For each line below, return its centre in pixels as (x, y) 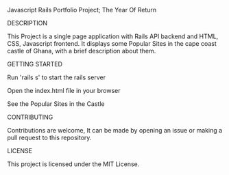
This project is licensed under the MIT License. (73, 164)
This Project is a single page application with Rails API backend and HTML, (113, 36)
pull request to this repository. (49, 137)
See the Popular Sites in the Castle (56, 104)
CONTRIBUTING (30, 117)
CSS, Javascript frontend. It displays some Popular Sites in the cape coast (112, 43)
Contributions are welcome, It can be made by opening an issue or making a (115, 130)
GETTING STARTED (35, 64)
